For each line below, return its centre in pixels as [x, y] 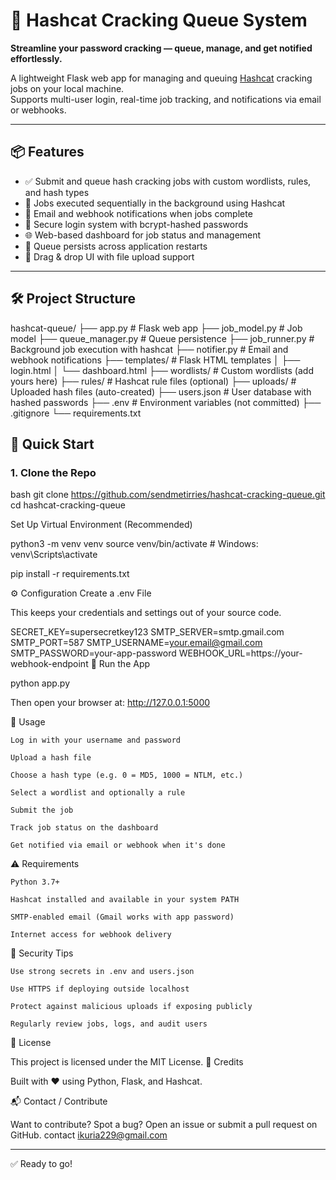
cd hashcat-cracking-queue [68, 505]
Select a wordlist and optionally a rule [98, 793]
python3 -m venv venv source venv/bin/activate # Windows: [134, 544]
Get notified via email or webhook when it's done [118, 845]
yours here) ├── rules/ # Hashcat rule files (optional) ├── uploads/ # [153, 381]
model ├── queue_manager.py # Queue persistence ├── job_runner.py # [162, 338]
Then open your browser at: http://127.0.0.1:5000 [110, 703]
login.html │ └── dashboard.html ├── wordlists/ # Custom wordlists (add [162, 370]
